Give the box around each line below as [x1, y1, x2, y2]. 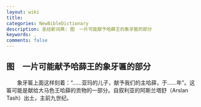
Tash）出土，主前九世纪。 [6, 94, 72, 101]
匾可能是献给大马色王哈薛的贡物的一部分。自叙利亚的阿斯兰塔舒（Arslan [6, 86, 188, 94]
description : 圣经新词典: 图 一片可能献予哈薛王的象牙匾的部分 [6, 26, 152, 32]
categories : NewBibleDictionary [6, 20, 89, 26]
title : [6, 15, 23, 21]
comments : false [6, 37, 48, 43]
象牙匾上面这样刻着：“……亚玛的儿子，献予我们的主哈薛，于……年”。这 [16, 79, 196, 86]
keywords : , [6, 32, 37, 38]
